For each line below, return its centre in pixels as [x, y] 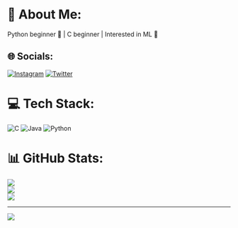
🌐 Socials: [30, 56]
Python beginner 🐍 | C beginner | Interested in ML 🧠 [83, 34]
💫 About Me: [45, 15]
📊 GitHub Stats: [56, 158]
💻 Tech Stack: [51, 103]
